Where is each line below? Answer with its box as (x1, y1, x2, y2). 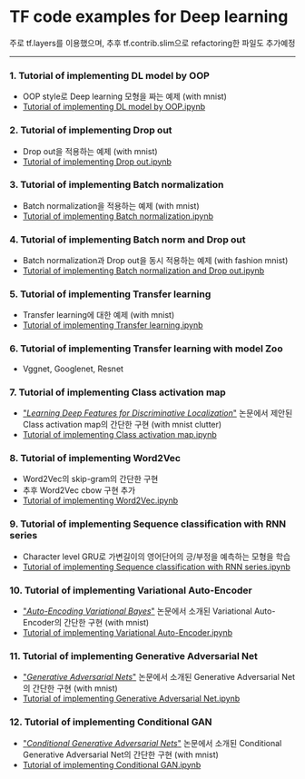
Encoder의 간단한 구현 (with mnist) (22, 616, 150, 627)
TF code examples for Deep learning (9, 6, 289, 27)
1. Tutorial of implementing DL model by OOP (9, 69, 211, 82)
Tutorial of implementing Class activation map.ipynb (22, 429, 218, 440)
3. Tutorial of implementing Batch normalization (9, 179, 224, 192)
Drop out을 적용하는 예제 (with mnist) (22, 145, 158, 156)
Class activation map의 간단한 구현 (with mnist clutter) (22, 419, 222, 430)
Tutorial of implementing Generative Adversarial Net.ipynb (22, 693, 241, 705)
